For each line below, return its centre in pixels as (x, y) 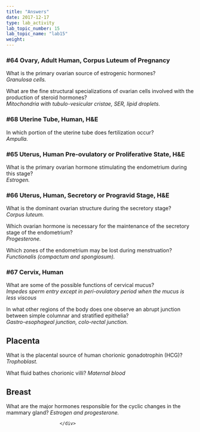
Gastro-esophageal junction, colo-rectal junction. (67, 322)
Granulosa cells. (26, 80)
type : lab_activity (30, 23)
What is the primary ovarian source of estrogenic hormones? (81, 73)
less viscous (21, 298)
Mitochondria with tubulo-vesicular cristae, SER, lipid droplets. (83, 104)
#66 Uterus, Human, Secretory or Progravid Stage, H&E (88, 195)
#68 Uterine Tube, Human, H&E (52, 119)
